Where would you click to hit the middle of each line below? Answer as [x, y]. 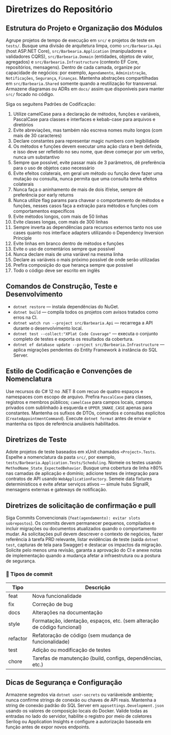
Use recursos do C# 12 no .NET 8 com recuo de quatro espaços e [75, 391]
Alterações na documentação [67, 612]
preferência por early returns [43, 195]
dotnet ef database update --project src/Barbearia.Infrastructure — [89, 344]
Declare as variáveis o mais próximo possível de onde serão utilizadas [86, 260]
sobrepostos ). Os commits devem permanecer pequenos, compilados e [80, 523]
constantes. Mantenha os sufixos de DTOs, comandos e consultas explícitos [85, 413]
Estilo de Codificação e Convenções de [69, 371]
